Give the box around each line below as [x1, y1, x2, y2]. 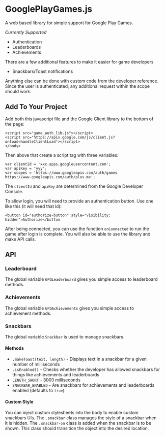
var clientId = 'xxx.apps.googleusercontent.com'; [5, 162, 111, 167]
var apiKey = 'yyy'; [5, 166, 48, 171]
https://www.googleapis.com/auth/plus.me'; [5, 174, 96, 179]
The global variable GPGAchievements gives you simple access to [5, 305, 134, 311]
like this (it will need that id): [5, 203, 62, 209]
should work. [5, 88, 32, 94]
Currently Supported [5, 29, 47, 35]
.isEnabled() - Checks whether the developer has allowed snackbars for [12, 367, 160, 372]
